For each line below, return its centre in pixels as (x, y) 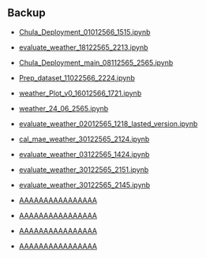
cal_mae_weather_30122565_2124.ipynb (84, 139)
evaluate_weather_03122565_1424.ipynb (84, 154)
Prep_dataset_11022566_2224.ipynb (77, 77)
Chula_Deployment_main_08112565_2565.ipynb (96, 62)
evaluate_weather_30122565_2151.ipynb (84, 170)
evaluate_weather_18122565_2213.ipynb (83, 47)
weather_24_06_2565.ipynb (64, 108)
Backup (26, 13)
